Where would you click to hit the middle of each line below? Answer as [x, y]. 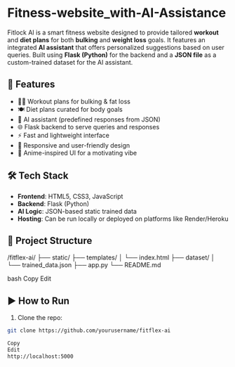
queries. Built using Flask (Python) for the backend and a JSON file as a [112, 55]
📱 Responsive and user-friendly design [74, 145]
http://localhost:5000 [40, 356]
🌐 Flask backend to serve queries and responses [88, 127]
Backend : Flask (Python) [53, 204]
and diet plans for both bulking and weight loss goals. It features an [106, 39]
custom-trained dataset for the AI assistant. [70, 62]
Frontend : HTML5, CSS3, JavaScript [70, 196]
